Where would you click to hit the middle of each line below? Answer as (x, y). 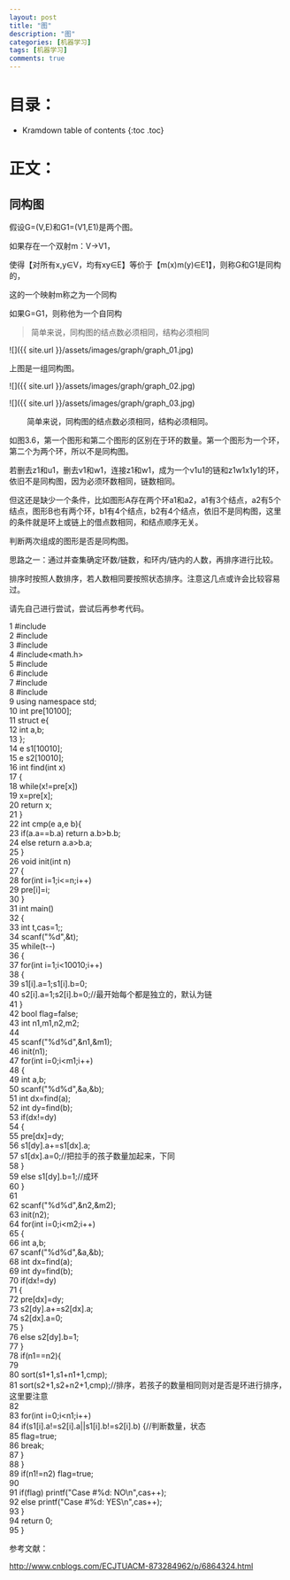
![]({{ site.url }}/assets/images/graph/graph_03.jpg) (102, 403)
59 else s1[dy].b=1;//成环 (54, 1176)
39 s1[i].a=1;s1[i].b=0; (48, 983)
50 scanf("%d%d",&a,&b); (57, 1088)
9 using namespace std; (53, 701)
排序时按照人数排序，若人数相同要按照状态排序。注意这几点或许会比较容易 (145, 578)
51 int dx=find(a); (40, 1098)
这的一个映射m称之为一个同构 (63, 294)
